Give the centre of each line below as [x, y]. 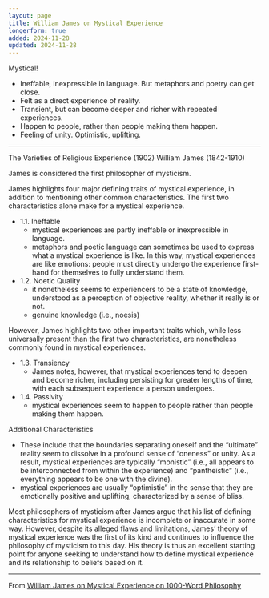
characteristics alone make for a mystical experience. [96, 206]
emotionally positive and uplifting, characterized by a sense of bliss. [132, 496]
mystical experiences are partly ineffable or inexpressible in [130, 230]
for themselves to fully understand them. [118, 272]
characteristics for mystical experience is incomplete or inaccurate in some [132, 520]
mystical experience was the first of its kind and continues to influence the [131, 537]
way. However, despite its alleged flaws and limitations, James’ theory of [128, 528]
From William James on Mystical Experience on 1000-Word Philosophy [125, 586]
